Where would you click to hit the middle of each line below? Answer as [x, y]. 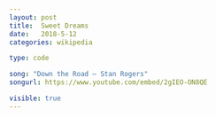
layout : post [33, 17]
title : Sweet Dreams [49, 26]
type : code [29, 58]
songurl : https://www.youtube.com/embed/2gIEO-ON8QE [108, 82]
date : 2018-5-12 [43, 34]
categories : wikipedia [51, 42]
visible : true [35, 98]
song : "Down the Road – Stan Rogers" [79, 74]
